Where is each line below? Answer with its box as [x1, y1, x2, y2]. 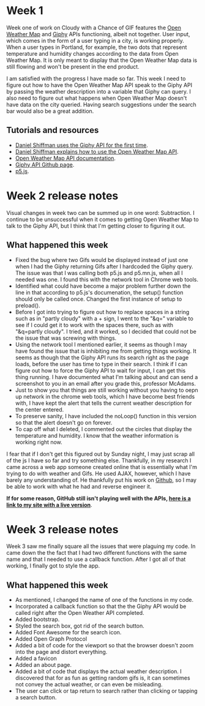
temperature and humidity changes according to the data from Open [6, 50, 179, 57]
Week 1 [6, 4, 43, 18]
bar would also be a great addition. [6, 107, 94, 115]
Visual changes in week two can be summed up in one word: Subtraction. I [6, 209, 195, 216]
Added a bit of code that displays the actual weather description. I [15, 668, 182, 675]
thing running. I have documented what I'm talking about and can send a [15, 373, 198, 380]
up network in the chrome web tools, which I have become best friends [15, 392, 195, 400]
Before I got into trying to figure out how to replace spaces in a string [15, 308, 190, 315]
